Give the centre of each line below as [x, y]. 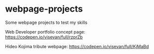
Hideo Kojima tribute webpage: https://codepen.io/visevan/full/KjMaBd [77, 46]
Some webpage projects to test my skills [46, 22]
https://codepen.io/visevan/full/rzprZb [44, 37]
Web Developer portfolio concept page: [45, 32]
